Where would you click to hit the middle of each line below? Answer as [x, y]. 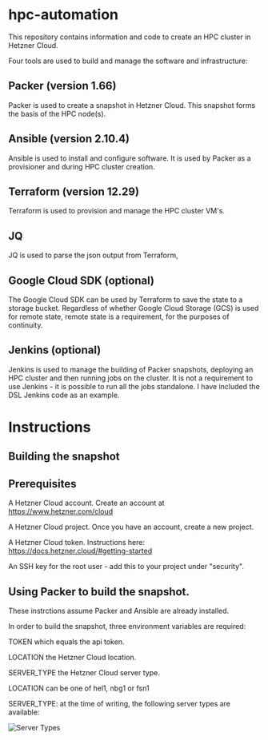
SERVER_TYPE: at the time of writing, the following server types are [119, 704]
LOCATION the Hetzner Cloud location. [72, 658]
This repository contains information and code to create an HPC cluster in [130, 37]
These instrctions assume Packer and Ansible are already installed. [119, 611]
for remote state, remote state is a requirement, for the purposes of [119, 316]
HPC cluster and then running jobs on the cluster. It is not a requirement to [131, 378]
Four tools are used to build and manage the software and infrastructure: [128, 61]
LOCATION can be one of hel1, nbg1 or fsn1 [79, 688]
